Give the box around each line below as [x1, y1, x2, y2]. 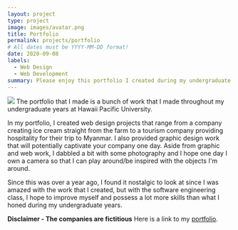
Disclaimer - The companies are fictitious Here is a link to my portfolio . [7, 215, 219, 224]
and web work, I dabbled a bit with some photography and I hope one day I [7, 149, 228, 158]
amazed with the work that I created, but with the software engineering [7, 186, 216, 194]
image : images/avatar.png [7, 24, 84, 31]
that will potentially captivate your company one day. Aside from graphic [7, 141, 220, 150]
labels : [7, 57, 31, 64]
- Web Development [14, 70, 69, 77]
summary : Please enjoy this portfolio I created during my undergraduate [7, 76, 232, 84]
